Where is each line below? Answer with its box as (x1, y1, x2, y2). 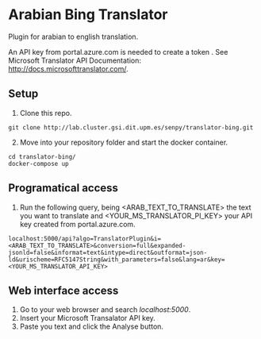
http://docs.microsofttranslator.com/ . (8, 64, 129, 73)
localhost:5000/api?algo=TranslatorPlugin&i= (8, 234, 161, 243)
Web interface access (8, 283, 119, 297)
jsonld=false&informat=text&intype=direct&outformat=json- (8, 248, 208, 256)
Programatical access (8, 181, 119, 195)
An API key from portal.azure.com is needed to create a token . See (8, 47, 228, 56)
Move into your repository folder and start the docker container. (19, 137, 228, 147)
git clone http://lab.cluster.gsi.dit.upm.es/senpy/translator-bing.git (8, 123, 254, 132)
